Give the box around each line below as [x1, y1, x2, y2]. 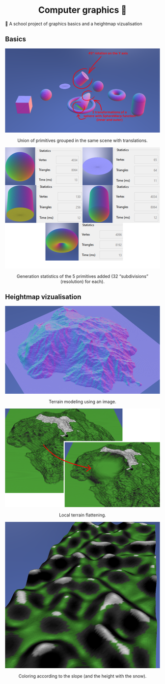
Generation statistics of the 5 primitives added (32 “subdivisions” [16, 273, 149, 279]
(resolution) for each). [60, 278, 105, 284]
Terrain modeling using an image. [49, 399, 116, 405]
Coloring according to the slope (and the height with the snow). [18, 673, 147, 679]
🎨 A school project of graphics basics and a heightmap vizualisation [5, 21, 142, 27]
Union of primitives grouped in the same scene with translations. [17, 137, 148, 143]
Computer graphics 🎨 [38, 4, 127, 16]
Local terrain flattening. [58, 512, 107, 518]
